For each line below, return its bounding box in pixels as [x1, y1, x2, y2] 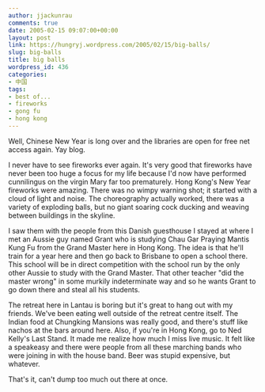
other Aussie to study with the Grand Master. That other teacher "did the [8, 268, 244, 277]
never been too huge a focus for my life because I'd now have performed [8, 168, 247, 178]
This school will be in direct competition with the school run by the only [8, 259, 240, 269]
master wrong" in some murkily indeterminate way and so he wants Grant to [8, 276, 256, 286]
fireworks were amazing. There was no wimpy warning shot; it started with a [8, 185, 258, 195]
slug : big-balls [8, 48, 62, 56]
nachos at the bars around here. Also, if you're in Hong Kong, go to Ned [8, 325, 242, 335]
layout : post [8, 33, 51, 42]
